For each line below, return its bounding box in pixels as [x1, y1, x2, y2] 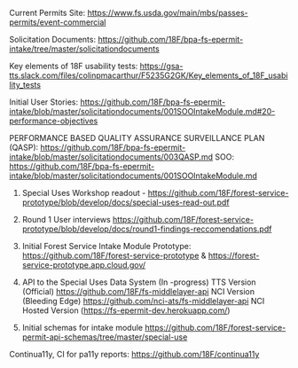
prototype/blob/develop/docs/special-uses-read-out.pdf [21, 197, 230, 207]
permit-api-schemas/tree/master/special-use [21, 332, 188, 342]
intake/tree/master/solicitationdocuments [9, 43, 160, 54]
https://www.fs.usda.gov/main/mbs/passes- [87, 8, 248, 18]
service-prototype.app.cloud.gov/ [21, 260, 146, 270]
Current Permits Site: [9, 8, 86, 18]
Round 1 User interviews [21, 215, 111, 224]
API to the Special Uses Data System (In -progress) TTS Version [21, 277, 256, 287]
